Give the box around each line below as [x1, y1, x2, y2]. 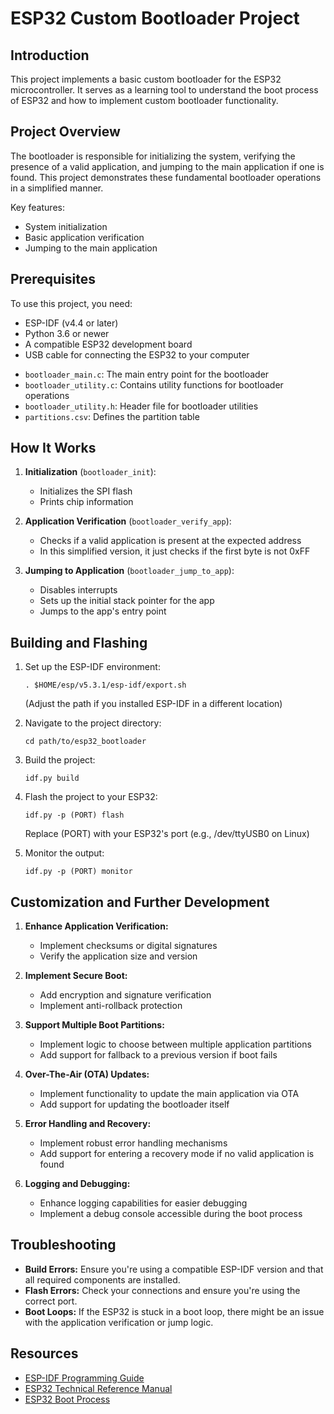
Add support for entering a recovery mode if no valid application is [39, 1148, 315, 1160]
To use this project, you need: [10, 297, 133, 309]
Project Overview [10, 123, 121, 141]
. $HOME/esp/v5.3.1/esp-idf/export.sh [24, 680, 187, 691]
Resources [10, 1345, 79, 1362]
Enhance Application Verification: [24, 920, 169, 932]
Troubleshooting [10, 1237, 117, 1254]
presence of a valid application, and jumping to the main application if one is [10, 160, 325, 172]
